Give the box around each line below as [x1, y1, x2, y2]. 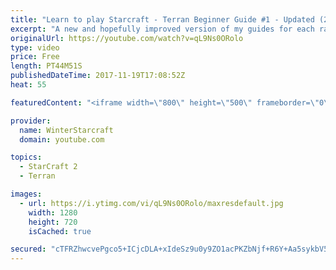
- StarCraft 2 [19, 162, 78, 172]
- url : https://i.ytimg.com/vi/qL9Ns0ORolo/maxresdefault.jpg [19, 198, 284, 208]
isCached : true [28, 226, 92, 236]
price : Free [10, 52, 60, 62]
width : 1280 [28, 207, 78, 218]
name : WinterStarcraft [19, 125, 114, 135]
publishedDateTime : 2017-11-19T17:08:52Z [10, 71, 186, 81]
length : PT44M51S [10, 61, 83, 71]
